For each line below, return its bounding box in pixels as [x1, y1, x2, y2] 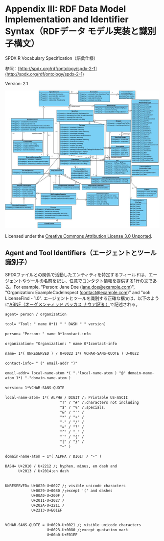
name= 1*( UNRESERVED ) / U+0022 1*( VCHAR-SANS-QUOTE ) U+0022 [5, 351, 139, 356]
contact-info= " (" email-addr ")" [5, 361, 78, 366]
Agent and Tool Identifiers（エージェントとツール [5, 248, 157, 257]
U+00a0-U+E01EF [47, 533, 78, 538]
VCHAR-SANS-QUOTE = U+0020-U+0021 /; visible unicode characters [5, 523, 141, 528]
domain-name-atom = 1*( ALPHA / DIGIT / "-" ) [5, 454, 102, 459]
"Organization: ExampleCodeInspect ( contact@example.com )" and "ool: [5, 290, 151, 295]
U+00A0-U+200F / [31, 493, 65, 498]
